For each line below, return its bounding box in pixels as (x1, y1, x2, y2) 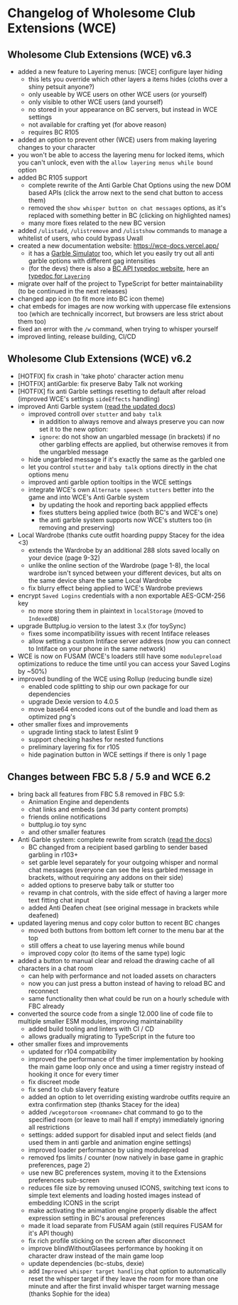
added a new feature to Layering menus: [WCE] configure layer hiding (17, 68, 223, 76)
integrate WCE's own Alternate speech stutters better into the (28, 485, 215, 494)
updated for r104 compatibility (28, 1047, 117, 1056)
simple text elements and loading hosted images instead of (28, 1191, 201, 1200)
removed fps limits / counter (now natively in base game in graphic (28, 1153, 224, 1162)
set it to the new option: (38, 425, 109, 433)
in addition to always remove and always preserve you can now (38, 417, 225, 425)
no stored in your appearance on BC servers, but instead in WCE (28, 105, 218, 113)
